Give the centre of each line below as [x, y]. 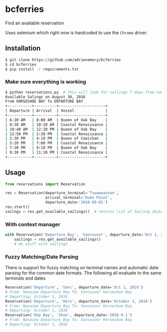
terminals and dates [25, 278]
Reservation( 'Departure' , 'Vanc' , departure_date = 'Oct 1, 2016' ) [74, 288]
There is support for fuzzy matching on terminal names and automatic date [82, 268]
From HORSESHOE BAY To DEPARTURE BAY [44, 101]
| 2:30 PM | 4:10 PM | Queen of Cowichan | [56, 139]
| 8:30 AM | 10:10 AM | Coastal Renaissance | [56, 125]
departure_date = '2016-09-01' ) [76, 202]
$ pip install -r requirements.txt [42, 69]
